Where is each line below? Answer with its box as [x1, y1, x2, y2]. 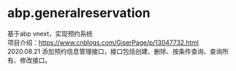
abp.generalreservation [7, 5, 151, 21]
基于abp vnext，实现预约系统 [7, 29, 93, 38]
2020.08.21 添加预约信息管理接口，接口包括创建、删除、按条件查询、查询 [7, 47, 222, 55]
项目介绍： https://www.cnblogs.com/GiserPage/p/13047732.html [7, 38, 199, 47]
